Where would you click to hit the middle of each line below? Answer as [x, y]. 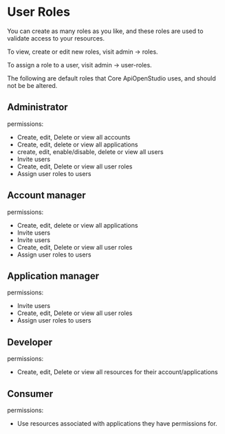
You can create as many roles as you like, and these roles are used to [105, 31]
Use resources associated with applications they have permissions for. [117, 423]
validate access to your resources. [56, 38]
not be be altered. [32, 85]
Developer [30, 342]
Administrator [37, 107]
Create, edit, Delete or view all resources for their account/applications [117, 372]
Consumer [30, 394]
